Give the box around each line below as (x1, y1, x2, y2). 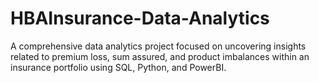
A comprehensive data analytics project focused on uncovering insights (10, 40, 307, 52)
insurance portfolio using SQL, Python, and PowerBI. (10, 61, 227, 73)
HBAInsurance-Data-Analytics (10, 7, 270, 30)
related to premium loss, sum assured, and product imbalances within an (10, 50, 310, 62)
